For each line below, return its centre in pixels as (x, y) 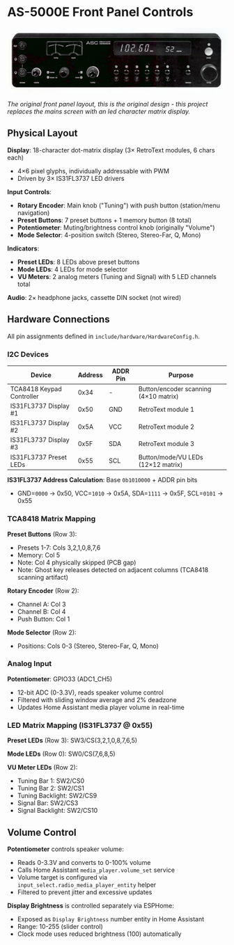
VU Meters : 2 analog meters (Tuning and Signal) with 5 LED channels (117, 276)
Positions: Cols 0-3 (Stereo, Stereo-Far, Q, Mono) (88, 646)
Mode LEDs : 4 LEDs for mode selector (72, 269)
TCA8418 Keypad (36, 389)
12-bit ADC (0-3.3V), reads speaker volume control (90, 692)
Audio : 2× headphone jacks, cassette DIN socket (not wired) (94, 297)
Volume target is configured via (62, 877)
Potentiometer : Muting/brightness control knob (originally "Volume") (116, 228)
